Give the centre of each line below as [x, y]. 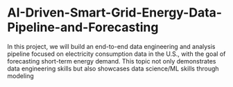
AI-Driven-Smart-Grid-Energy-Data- [115, 13]
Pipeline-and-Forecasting [83, 27]
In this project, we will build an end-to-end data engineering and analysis [112, 46]
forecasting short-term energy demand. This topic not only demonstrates [112, 61]
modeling [21, 76]
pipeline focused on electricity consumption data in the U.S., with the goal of [116, 54]
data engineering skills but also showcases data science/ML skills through [113, 68]
